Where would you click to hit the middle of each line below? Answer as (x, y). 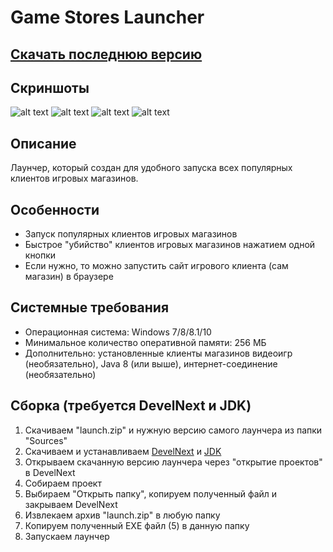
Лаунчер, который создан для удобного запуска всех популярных (151, 168)
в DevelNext (50, 472)
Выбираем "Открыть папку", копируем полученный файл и (151, 493)
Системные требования (90, 307)
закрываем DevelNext (71, 504)
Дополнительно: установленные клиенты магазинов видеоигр (158, 353)
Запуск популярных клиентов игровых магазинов (131, 234)
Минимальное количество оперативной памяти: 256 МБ (145, 342)
